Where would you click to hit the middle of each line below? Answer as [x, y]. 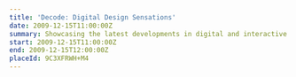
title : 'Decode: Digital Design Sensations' [93, 17]
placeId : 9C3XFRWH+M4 [49, 58]
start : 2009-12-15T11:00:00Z [63, 42]
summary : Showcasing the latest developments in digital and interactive [148, 34]
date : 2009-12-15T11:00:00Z [61, 26]
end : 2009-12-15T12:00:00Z [59, 50]
